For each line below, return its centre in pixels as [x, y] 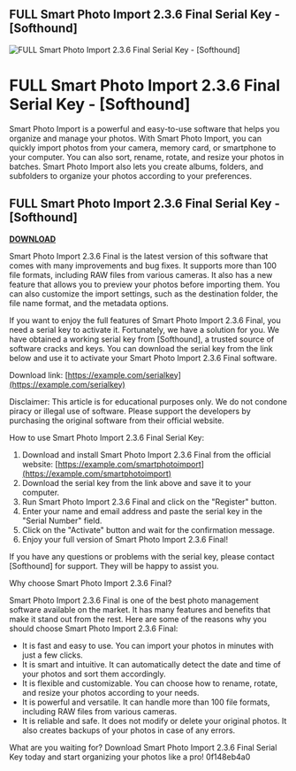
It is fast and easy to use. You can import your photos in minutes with [148, 645]
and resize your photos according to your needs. [110, 692]
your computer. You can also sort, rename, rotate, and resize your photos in [147, 157]
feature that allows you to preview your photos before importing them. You [144, 284]
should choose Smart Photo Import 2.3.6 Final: [94, 628]
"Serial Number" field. [62, 520]
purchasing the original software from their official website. [117, 420]
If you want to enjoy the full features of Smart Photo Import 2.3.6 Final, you [145, 320]
